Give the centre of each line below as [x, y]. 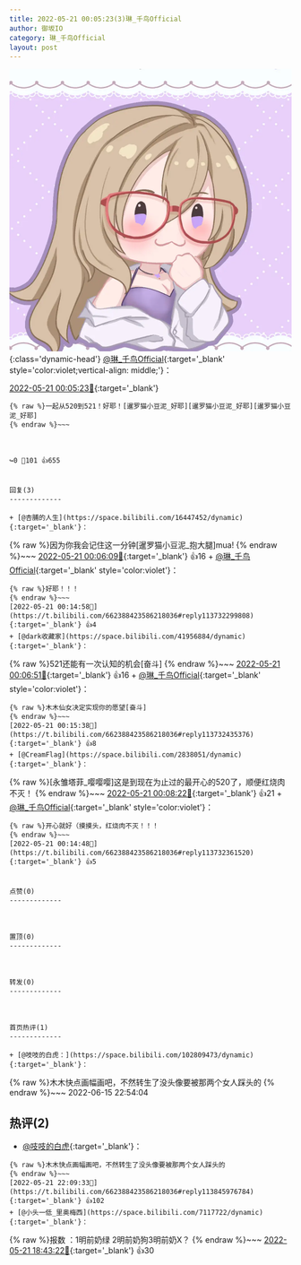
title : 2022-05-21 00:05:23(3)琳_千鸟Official [95, 19]
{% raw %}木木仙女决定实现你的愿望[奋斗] [78, 708]
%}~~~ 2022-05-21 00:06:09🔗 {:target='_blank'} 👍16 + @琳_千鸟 [130, 557]
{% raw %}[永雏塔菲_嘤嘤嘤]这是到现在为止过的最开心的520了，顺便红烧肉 [147, 782]
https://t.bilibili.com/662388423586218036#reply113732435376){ [132, 735]
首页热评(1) [29, 1028]
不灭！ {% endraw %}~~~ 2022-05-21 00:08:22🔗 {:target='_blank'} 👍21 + [146, 793]
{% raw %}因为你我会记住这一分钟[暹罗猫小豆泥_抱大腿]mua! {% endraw [143, 545]
